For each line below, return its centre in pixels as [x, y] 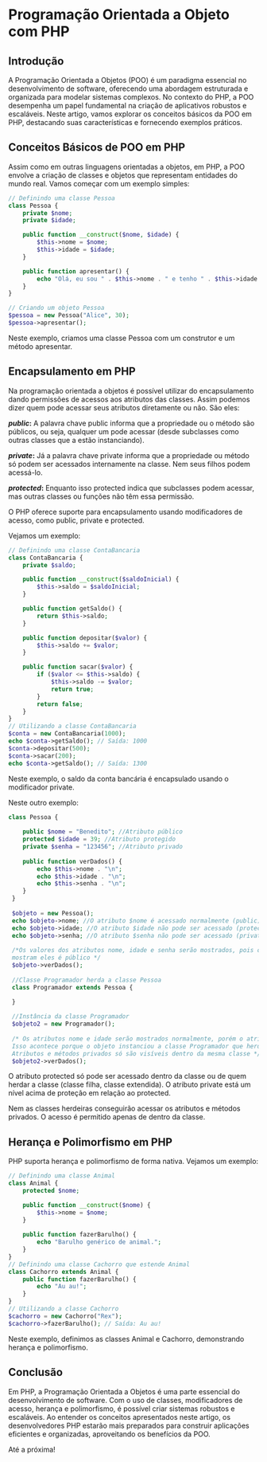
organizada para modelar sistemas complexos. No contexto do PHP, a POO [131, 97]
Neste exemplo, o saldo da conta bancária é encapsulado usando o [118, 778]
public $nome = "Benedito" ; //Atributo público [103, 832]
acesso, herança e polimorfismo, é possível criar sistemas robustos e [122, 1409]
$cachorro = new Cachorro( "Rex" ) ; [66, 1316]
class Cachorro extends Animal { [64, 1272]
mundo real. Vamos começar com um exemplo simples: [99, 183]
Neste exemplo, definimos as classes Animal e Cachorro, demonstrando [126, 1339]
